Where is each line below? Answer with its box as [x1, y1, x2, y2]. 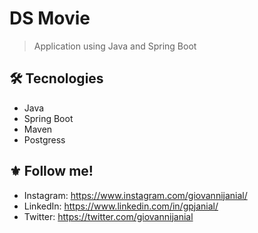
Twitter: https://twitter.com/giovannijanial [23, 210, 194, 222]
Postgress [23, 133, 66, 146]
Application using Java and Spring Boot [33, 40, 197, 52]
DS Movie [9, 7, 91, 30]
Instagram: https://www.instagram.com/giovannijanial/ [23, 189, 248, 201]
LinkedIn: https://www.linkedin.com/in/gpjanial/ [23, 200, 219, 212]
